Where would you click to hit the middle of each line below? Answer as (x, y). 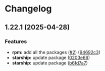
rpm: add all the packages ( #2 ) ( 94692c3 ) (56, 52)
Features (16, 41)
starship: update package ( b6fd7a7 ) (50, 62)
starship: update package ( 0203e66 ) (51, 57)
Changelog (28, 9)
